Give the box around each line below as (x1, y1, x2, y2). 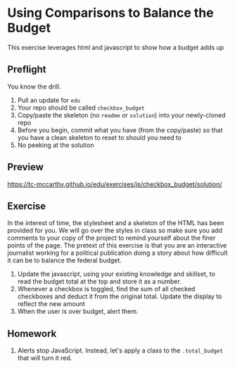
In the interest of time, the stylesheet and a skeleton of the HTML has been (7, 219, 224, 227)
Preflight (7, 63, 46, 75)
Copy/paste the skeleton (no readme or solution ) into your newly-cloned (17, 110, 226, 119)
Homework (7, 327, 57, 339)
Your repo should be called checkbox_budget (17, 103, 145, 112)
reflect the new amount (17, 300, 86, 308)
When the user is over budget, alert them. (17, 307, 139, 316)
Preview (7, 161, 44, 173)
